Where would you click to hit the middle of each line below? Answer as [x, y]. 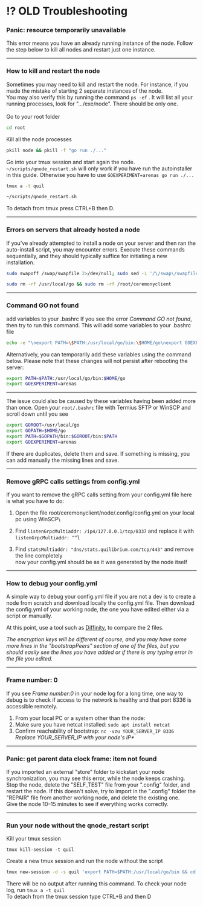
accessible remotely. [32, 706]
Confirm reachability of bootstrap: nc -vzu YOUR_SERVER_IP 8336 [94, 731]
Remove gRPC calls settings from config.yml [73, 481]
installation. [21, 262]
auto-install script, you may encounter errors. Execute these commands [96, 249]
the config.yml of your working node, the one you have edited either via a [98, 610]
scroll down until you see [37, 414]
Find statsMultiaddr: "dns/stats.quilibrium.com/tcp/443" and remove [105, 549]
